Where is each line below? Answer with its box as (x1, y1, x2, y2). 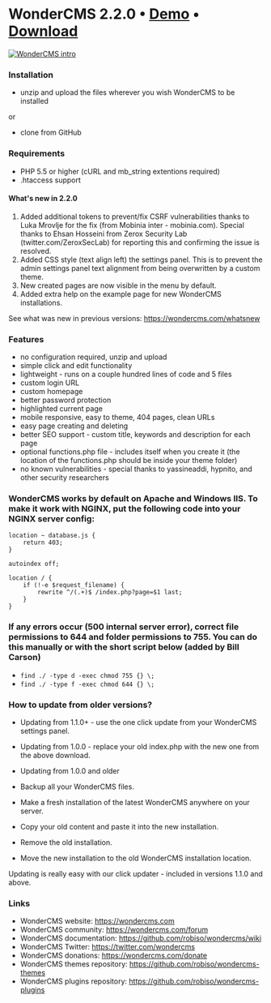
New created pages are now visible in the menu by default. (19, 281, 217, 290)
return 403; (23, 538, 63, 547)
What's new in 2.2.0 (8, 194, 78, 204)
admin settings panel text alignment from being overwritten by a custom (19, 263, 260, 272)
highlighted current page (19, 404, 104, 414)
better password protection (19, 395, 112, 405)
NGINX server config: (8, 512, 95, 524)
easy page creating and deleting (19, 421, 129, 431)
